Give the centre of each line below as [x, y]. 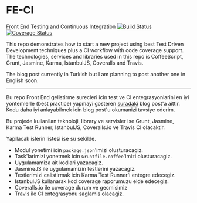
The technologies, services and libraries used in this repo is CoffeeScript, [95, 56]
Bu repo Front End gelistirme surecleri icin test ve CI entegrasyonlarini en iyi [98, 97]
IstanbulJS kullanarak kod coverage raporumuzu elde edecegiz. [91, 181]
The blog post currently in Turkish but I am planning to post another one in [96, 74]
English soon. [23, 80]
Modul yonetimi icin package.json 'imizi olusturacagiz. [79, 150]
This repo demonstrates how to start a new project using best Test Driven [95, 44]
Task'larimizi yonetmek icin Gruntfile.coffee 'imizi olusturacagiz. [93, 156]
